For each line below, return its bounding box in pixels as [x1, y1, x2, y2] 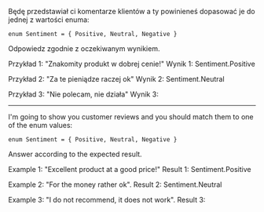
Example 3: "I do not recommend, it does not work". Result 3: [8, 196, 206, 204]
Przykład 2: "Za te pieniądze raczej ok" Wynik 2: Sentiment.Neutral [8, 75, 225, 83]
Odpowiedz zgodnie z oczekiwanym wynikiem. [8, 44, 160, 53]
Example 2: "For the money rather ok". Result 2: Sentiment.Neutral [8, 180, 222, 189]
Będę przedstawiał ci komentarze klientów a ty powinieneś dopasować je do [8, 7, 255, 16]
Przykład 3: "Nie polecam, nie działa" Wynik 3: [8, 90, 159, 99]
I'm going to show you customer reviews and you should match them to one [8, 112, 254, 121]
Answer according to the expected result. [8, 149, 143, 159]
